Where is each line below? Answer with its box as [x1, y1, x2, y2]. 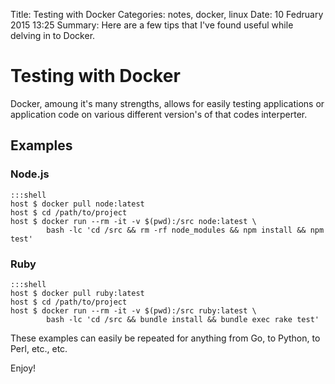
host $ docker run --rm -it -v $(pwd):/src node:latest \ [10, 216, 257, 226]
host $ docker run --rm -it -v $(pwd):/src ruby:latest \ [10, 305, 257, 316]
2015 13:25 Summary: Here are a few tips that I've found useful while [10, 19, 294, 31]
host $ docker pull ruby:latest [10, 288, 145, 298]
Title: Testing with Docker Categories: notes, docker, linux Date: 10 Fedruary [10, 9, 324, 20]
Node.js [10, 167, 50, 181]
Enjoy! [10, 362, 37, 374]
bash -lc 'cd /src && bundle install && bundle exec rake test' [46, 314, 320, 324]
